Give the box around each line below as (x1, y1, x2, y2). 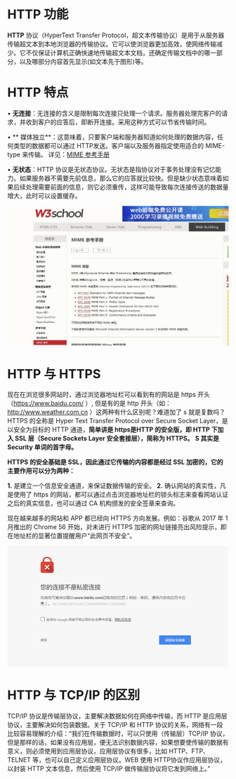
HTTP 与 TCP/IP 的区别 (7, 687, 140, 703)
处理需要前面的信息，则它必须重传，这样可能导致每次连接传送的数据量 (25, 182, 229, 191)
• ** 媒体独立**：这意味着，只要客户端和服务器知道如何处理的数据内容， (7, 133, 218, 141)
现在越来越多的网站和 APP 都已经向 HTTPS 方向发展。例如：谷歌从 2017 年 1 (7, 514, 228, 523)
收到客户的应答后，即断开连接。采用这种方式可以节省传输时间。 (25, 117, 211, 126)
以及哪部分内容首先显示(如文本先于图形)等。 (19, 57, 147, 65)
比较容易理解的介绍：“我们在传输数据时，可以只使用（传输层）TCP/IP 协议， (7, 729, 229, 738)
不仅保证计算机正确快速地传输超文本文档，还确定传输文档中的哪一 (25, 48, 216, 57)
